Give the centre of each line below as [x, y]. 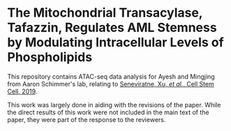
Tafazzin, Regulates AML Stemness [112, 28]
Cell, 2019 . [22, 91]
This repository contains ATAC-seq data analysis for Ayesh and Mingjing [111, 76]
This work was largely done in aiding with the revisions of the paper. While [114, 105]
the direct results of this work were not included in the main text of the [108, 112]
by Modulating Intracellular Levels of [116, 43]
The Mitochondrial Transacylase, [105, 13]
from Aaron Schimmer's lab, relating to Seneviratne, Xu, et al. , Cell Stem [111, 84]
